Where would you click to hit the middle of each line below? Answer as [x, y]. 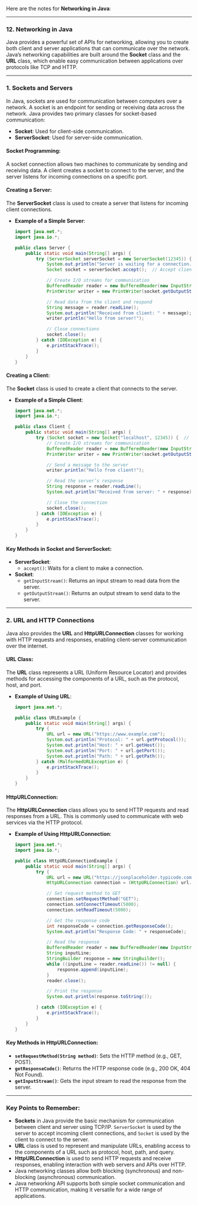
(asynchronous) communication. [77, 1177]
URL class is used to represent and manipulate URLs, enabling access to [103, 1146]
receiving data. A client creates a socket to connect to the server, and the [95, 170]
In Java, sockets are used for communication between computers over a [94, 101]
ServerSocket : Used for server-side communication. [79, 137]
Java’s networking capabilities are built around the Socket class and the [93, 55]
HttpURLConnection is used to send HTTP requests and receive [93, 1158]
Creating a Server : [29, 190]
